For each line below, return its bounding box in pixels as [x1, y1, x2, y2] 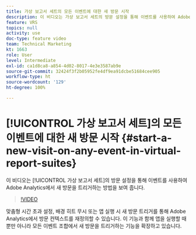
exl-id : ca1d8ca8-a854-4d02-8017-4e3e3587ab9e [6, 63, 121, 69]
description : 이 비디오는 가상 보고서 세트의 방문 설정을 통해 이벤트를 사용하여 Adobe [6, 14, 191, 20]
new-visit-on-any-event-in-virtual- [6, 144, 181, 158]
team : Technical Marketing [6, 42, 72, 47]
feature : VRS [6, 19, 38, 25]
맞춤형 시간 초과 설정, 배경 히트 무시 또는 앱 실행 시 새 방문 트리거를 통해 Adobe [6, 208, 186, 215]
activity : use [6, 30, 41, 36]
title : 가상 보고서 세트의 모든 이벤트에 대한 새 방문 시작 [6, 8, 129, 15]
